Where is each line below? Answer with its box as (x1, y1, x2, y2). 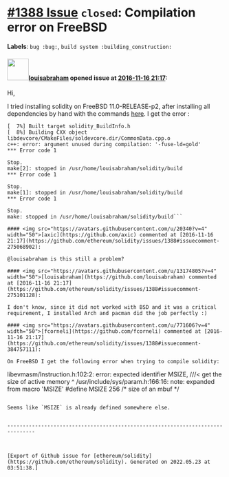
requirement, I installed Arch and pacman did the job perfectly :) (7, 310, 208, 317)
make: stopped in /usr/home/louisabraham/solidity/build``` (7, 214, 184, 221)
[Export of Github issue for (7, 453, 91, 460)
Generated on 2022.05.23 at (130, 458, 211, 466)
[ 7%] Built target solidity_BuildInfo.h (7, 123, 131, 130)
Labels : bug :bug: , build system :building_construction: (7, 42, 172, 50)
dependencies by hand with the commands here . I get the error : (7, 110, 190, 118)
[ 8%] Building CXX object (7, 129, 88, 136)
